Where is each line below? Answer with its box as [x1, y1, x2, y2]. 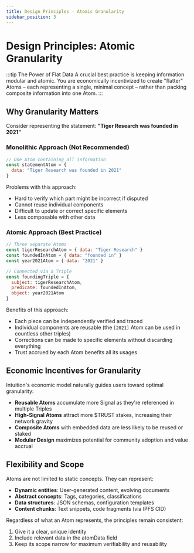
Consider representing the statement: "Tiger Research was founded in [6, 123, 178, 130]
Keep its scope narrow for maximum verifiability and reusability [14, 540, 167, 547]
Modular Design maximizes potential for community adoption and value [14, 436, 189, 443]
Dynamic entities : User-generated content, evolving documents [14, 486, 170, 493]
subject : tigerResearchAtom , [11, 279, 83, 285]
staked [14, 430, 31, 437]
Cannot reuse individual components [14, 201, 104, 208]
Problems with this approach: [6, 184, 77, 191]
